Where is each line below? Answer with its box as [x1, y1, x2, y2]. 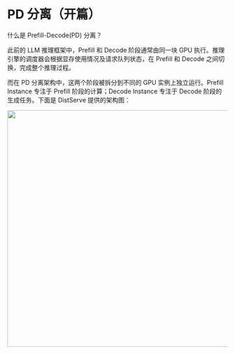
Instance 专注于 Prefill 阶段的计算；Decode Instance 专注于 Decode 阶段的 [7, 87, 222, 95]
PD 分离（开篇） [7, 6, 101, 22]
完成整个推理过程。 [19, 63, 75, 72]
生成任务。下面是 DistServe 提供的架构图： [7, 95, 131, 104]
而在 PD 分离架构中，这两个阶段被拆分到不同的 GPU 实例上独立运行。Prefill [7, 78, 224, 86]
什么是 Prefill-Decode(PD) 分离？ [7, 31, 103, 39]
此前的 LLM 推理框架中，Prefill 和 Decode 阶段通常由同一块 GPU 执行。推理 [7, 46, 225, 54]
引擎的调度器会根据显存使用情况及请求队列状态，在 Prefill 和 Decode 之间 [7, 54, 219, 63]
